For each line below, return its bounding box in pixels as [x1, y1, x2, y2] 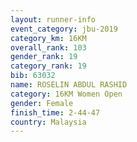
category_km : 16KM [10, 33, 87, 43]
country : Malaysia [10, 117, 87, 127]
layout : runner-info [10, 14, 97, 25]
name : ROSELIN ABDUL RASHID [10, 80, 128, 90]
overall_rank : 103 [10, 42, 87, 53]
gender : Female [10, 98, 74, 108]
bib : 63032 [10, 71, 56, 81]
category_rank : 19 [10, 61, 87, 71]
